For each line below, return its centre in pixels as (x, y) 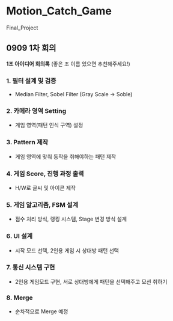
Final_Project (22, 28)
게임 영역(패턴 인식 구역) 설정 (49, 125)
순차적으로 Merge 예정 (41, 311)
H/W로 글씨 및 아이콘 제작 (45, 188)
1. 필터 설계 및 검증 (31, 81)
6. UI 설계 (20, 236)
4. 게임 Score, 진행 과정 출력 (45, 174)
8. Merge (20, 298)
